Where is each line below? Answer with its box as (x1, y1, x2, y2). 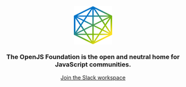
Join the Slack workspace (60, 74, 126, 82)
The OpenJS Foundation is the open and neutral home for (6, 52, 180, 61)
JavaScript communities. (54, 60, 132, 69)
